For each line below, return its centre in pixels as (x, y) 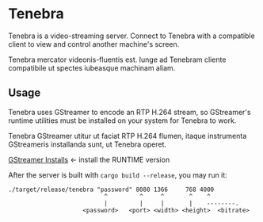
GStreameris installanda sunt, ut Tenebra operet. (88, 144)
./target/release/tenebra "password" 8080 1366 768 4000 (111, 189)
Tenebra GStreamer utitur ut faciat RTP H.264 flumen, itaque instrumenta (128, 136)
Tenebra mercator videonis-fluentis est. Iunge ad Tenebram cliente (117, 59)
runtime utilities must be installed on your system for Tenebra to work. (122, 121)
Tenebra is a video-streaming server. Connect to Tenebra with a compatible (131, 36)
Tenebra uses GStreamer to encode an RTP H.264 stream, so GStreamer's (130, 112)
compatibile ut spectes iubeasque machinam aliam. (92, 67)
